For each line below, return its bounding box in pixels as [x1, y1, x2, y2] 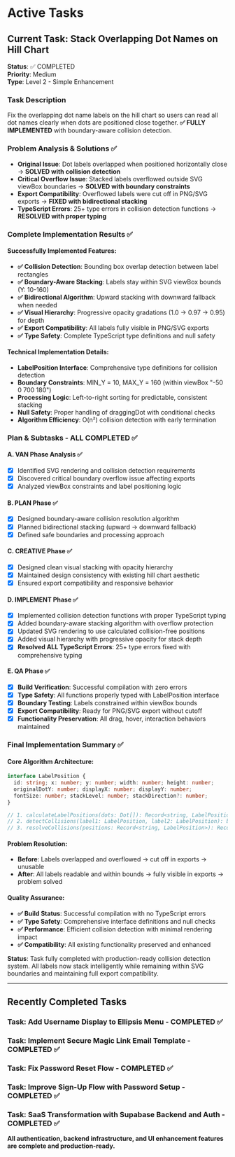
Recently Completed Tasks [7, 996, 127, 1008]
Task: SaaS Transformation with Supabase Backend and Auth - [7, 1109, 225, 1119]
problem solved [17, 878, 63, 886]
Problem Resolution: [7, 839, 68, 848]
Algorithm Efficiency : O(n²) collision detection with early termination [17, 415, 217, 424]
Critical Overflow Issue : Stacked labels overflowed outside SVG [17, 174, 203, 183]
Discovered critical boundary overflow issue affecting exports [17, 474, 196, 483]
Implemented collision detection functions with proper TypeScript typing [17, 611, 227, 620]
